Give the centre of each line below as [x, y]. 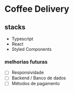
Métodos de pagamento [36, 84]
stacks [15, 27]
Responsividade [28, 72]
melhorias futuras [26, 62]
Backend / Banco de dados [39, 78]
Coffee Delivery [37, 9]
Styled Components [32, 49]
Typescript [22, 39]
